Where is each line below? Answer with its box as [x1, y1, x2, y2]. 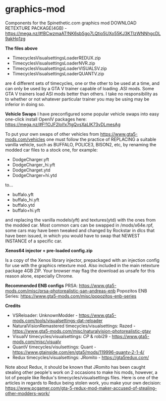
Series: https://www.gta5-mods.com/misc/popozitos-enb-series [5, 293, 137, 299]
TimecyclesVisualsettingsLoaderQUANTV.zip [12, 70, 105, 76]
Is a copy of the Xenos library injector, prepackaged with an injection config [5, 257, 160, 263]
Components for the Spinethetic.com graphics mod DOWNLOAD [5, 20, 137, 26]
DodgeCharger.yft [12, 156, 50, 162]
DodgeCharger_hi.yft [12, 162, 55, 168]
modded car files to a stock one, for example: [5, 147, 98, 153]
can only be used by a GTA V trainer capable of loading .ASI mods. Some [5, 85, 155, 91]
